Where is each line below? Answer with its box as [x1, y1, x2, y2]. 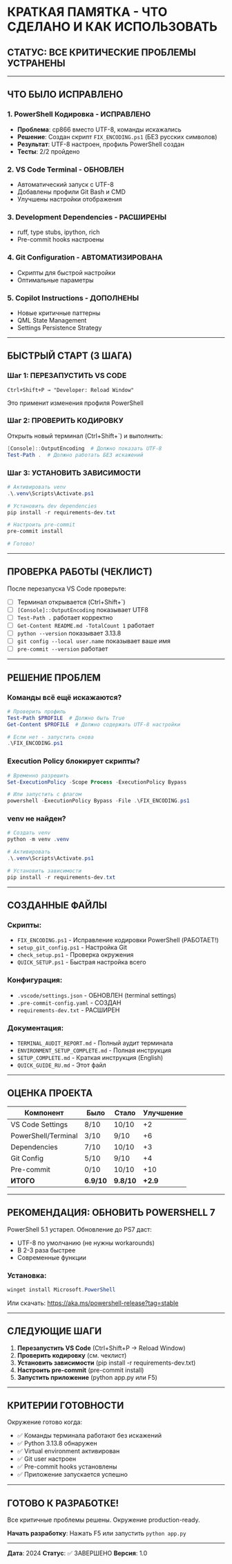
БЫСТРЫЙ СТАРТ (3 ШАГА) [7, 350, 133, 362]
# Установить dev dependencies [7, 503, 97, 510]
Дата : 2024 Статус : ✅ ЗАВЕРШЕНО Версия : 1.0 [7, 1549, 148, 1558]
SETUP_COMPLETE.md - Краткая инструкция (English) [17, 1053, 164, 1061]
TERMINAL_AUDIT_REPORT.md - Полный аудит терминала [17, 1039, 173, 1047]
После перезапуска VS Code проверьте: [7, 584, 126, 593]
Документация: [7, 1023, 64, 1032]
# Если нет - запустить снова [7, 733, 95, 741]
